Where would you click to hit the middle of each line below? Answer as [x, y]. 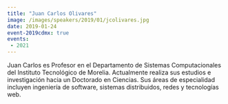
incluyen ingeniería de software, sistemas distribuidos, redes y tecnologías [113, 87]
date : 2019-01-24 [32, 26]
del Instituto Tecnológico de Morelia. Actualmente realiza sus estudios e [109, 72]
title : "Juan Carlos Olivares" [52, 13]
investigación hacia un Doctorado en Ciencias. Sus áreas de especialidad [111, 80]
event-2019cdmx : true [38, 33]
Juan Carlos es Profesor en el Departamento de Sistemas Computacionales [114, 65]
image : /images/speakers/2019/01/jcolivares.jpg [78, 20]
